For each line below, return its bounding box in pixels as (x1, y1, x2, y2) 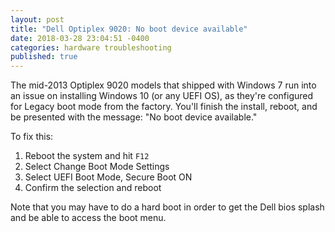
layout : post (10, 14, 65, 25)
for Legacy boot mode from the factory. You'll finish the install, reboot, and (10, 101, 318, 113)
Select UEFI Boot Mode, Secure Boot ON (24, 171, 193, 183)
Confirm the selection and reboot (24, 182, 162, 194)
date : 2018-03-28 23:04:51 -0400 (10, 33, 150, 43)
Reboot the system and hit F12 (24, 150, 150, 162)
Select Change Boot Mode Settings (24, 161, 170, 173)
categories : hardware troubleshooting (10, 42, 172, 53)
